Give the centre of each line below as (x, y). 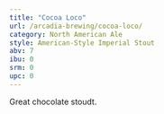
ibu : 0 (22, 59)
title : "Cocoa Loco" (48, 18)
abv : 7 (22, 51)
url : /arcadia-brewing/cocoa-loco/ (76, 26)
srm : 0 (22, 68)
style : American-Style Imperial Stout (82, 43)
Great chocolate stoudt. (53, 101)
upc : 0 (22, 76)
